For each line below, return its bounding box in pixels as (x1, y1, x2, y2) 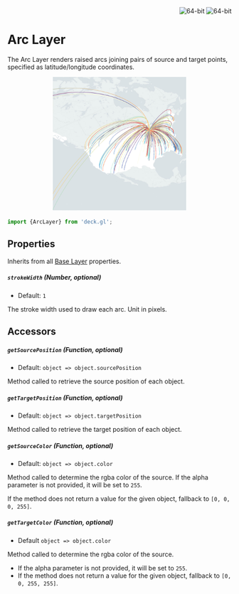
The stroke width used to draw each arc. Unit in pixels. (7, 304, 167, 313)
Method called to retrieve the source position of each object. (7, 377, 185, 386)
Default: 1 (17, 291, 46, 299)
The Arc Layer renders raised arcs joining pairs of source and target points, (7, 55, 228, 63)
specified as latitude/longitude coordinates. (7, 63, 135, 71)
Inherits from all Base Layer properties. (7, 257, 122, 265)
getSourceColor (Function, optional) (7, 441, 114, 450)
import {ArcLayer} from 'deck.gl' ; (7, 218, 113, 226)
